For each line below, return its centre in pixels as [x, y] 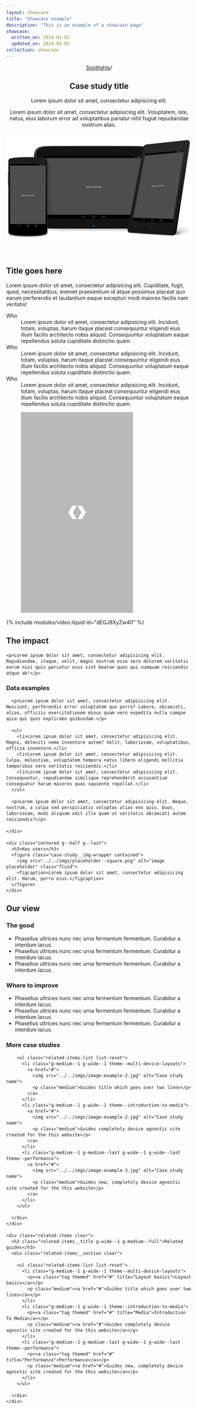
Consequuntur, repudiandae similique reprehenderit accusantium [87, 778]
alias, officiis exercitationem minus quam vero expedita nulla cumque [96, 713]
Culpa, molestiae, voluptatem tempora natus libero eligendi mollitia [95, 760]
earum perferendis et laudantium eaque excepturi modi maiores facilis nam [97, 298]
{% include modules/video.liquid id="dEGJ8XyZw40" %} [75, 622]
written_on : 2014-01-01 [40, 38]
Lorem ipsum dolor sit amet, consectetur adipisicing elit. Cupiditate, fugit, [95, 285]
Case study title [99, 86]
